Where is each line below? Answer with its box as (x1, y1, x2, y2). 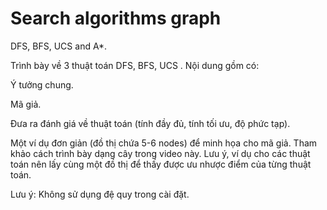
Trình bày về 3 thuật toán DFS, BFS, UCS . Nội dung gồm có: (10, 59, 260, 71)
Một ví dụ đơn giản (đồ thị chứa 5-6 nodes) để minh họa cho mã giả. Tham (10, 137, 318, 149)
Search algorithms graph (10, 7, 222, 30)
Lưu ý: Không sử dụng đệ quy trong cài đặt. (10, 188, 190, 200)
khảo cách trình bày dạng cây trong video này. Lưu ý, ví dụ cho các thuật (10, 147, 311, 159)
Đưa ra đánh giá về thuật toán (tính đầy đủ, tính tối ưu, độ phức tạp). (10, 117, 291, 129)
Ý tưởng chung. (10, 78, 74, 91)
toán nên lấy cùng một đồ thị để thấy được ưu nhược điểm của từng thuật (10, 158, 312, 170)
